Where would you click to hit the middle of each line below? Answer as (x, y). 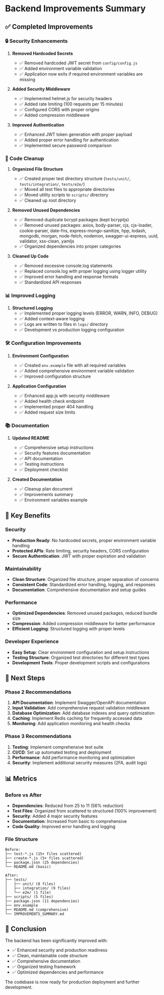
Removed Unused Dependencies (46, 210)
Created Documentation (37, 479)
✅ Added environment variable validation (61, 68)
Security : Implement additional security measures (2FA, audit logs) (80, 762)
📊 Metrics (21, 779)
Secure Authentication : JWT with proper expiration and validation (79, 556)
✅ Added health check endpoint (51, 401)
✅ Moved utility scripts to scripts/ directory (64, 195)
